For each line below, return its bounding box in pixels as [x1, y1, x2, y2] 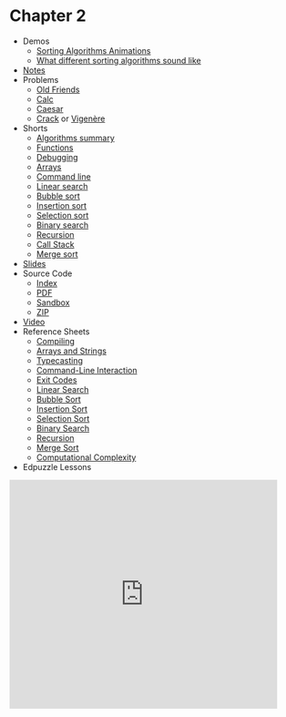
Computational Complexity [36, 452, 137, 463]
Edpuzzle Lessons [22, 461, 92, 472]
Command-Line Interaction [36, 364, 138, 375]
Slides [22, 258, 46, 269]
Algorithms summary [36, 132, 116, 143]
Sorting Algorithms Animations [36, 45, 151, 56]
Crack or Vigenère [36, 113, 106, 124]
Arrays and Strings [36, 345, 107, 356]
